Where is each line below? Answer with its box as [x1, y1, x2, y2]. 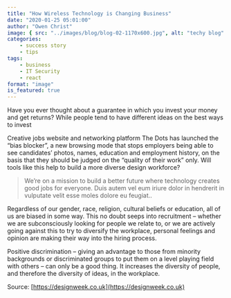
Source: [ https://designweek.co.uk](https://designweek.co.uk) [7, 283, 185, 291]
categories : [7, 36, 41, 43]
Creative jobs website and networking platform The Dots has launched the [7, 134, 219, 142]
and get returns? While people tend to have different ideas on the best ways [7, 113, 223, 121]
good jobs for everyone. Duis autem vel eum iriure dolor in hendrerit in [24, 184, 225, 192]
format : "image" [7, 81, 54, 88]
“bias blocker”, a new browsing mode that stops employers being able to [7, 141, 214, 150]
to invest [7, 121, 32, 129]
